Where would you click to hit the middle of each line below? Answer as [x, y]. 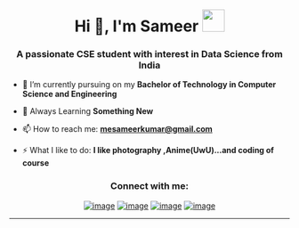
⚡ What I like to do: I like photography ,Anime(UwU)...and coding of [148, 151]
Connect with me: [149, 186]
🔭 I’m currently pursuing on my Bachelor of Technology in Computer [149, 85]
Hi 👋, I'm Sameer [137, 26]
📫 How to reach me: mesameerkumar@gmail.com [117, 129]
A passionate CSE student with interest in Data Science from [149, 54]
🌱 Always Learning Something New [88, 111]
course [36, 163]
